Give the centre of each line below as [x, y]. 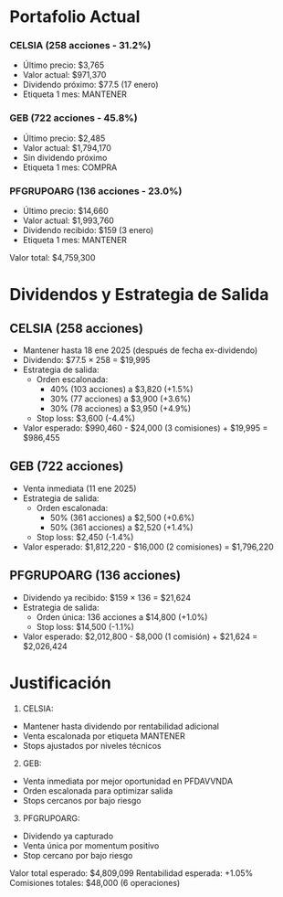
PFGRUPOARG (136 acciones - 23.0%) [96, 191]
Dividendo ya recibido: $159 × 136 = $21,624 [107, 597]
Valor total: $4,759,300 [52, 258]
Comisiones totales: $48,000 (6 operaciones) [95, 882]
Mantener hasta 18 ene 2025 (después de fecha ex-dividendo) [140, 350]
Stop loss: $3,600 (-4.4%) [85, 419]
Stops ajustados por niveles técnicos [92, 745]
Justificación [60, 683]
